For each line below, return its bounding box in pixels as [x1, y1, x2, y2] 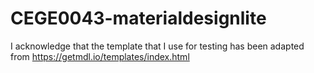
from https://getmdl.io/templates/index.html [10, 50, 190, 62]
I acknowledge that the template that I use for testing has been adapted [10, 40, 305, 52]
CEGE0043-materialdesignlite [10, 7, 267, 30]
